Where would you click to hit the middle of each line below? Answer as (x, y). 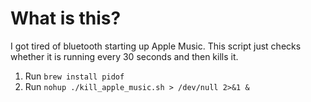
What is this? (66, 18)
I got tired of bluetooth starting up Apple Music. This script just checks (156, 46)
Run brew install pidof (74, 76)
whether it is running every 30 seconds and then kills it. (124, 56)
